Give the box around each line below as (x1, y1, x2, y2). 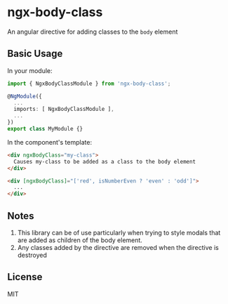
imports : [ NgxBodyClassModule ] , (13, 106, 114, 113)
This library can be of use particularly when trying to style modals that (17, 228, 221, 237)
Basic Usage (7, 48, 63, 60)
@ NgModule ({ (7, 93, 42, 100)
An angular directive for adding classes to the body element (7, 27, 178, 36)
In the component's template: (7, 138, 93, 146)
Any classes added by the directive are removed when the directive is (17, 243, 219, 251)
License (7, 271, 43, 283)
